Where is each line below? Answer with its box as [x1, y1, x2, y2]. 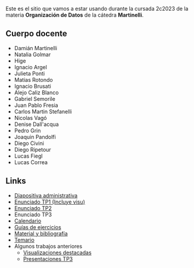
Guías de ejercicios [14, 223, 62, 230]
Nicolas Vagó [14, 114, 47, 121]
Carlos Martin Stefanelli [14, 107, 72, 115]
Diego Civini [14, 140, 44, 147]
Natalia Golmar [14, 51, 51, 58]
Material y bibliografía [14, 230, 68, 237]
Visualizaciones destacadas [23, 249, 92, 256]
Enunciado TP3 [14, 211, 52, 218]
